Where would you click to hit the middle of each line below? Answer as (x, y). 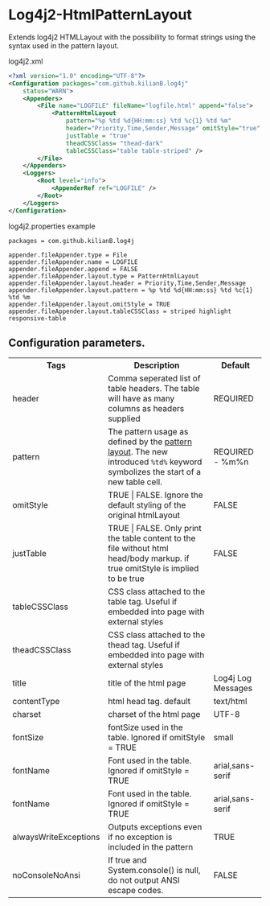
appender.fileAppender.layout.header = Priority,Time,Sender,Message (127, 283)
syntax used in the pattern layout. (63, 45)
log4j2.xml (26, 61)
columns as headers (146, 409)
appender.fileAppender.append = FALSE (73, 269)
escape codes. (136, 891)
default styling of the (147, 505)
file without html (138, 549)
